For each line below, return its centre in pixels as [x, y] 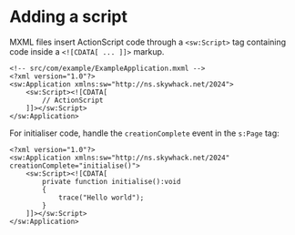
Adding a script [68, 17]
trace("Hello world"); [101, 198]
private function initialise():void [112, 181]
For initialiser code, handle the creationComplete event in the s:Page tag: [144, 133]
